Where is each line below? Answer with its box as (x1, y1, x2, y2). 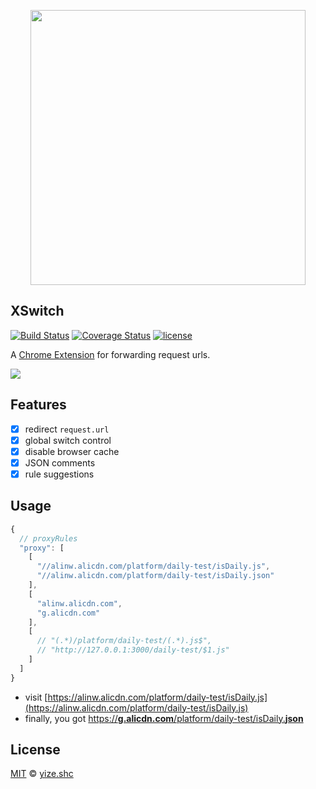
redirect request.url (24, 423, 110, 435)
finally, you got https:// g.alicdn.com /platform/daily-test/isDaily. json (24, 712, 304, 724)
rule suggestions (24, 468, 95, 480)
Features (10, 396, 67, 414)
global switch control (24, 434, 112, 446)
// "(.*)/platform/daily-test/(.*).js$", (36, 636, 213, 646)
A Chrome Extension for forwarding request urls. (10, 348, 211, 360)
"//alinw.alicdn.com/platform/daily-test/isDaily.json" (36, 571, 275, 581)
